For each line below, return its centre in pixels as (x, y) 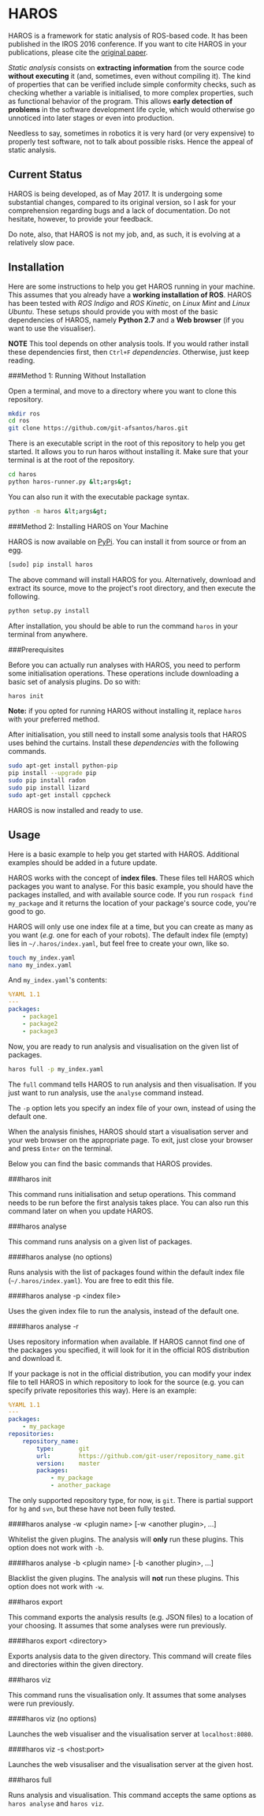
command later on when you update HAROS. (81, 1210)
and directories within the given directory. (76, 1664)
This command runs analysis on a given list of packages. (100, 1241)
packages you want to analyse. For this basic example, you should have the (131, 886)
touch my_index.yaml (42, 958)
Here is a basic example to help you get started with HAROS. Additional (124, 854)
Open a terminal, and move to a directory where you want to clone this (123, 390)
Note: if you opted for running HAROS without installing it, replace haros (125, 711)
